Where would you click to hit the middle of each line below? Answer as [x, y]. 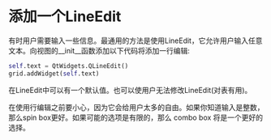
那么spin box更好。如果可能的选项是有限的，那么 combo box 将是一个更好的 [136, 117]
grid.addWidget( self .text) [54, 74]
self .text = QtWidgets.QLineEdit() [69, 66]
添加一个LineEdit [65, 17]
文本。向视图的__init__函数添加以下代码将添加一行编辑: [99, 50]
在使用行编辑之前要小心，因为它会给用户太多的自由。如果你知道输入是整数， [136, 107]
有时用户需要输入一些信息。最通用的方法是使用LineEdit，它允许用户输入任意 [135, 40]
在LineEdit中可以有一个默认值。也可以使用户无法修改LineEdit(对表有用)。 [130, 90]
